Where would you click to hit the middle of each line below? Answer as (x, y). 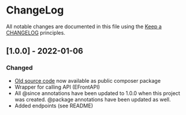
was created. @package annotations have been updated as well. (93, 99)
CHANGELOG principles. (36, 32)
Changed (20, 68)
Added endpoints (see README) (54, 106)
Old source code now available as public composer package (88, 80)
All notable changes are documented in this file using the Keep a (84, 26)
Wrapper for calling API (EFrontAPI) (57, 87)
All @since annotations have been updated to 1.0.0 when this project (97, 93)
